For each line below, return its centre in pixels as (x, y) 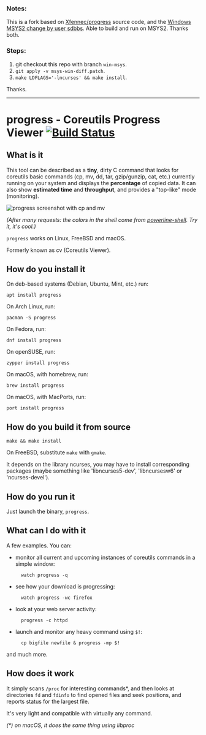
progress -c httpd (44, 620)
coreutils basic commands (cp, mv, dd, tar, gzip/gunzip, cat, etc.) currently (101, 177)
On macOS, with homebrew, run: (48, 375)
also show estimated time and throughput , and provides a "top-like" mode (101, 189)
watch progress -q (44, 575)
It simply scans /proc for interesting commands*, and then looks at (90, 688)
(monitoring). (23, 196)
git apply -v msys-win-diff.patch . (60, 70)
